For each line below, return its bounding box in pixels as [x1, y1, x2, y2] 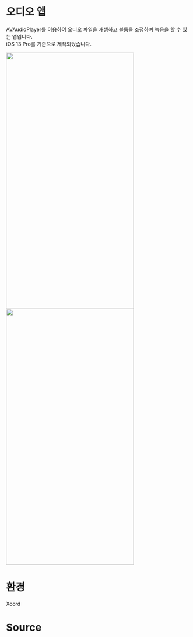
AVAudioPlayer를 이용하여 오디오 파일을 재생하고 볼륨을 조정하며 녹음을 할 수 [6, 26, 181, 33]
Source [6, 621, 42, 634]
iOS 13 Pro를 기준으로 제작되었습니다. [6, 40, 92, 47]
